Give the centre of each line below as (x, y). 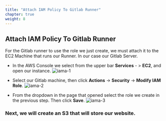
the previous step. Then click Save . (48, 101)
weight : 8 (15, 19)
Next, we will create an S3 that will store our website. (70, 113)
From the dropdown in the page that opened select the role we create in (86, 95)
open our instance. (32, 71)
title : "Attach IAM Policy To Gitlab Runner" (53, 10)
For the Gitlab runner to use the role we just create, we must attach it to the (82, 51)
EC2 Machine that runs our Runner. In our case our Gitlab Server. (72, 56)
